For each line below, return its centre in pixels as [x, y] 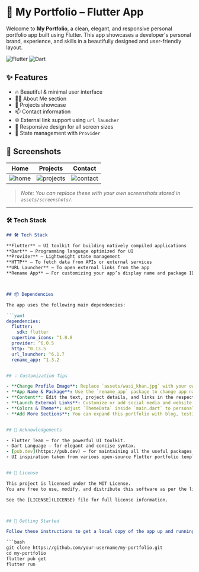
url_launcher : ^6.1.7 [38, 354]
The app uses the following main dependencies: [66, 305]
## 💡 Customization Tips [37, 376]
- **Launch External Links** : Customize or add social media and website [99, 403]
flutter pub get [26, 559]
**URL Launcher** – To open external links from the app [78, 268]
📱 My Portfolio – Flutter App [75, 12]
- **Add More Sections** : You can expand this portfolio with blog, [92, 414]
